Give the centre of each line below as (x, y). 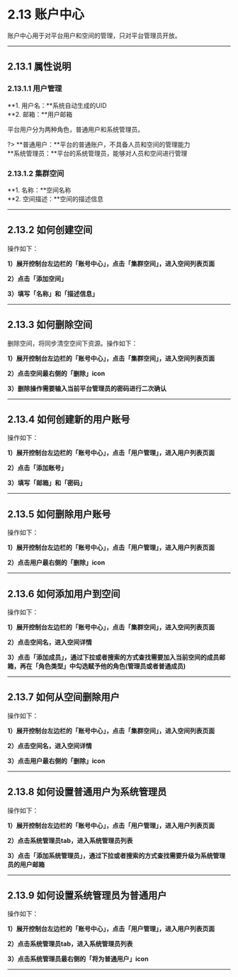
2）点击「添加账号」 (37, 468)
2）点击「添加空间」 (37, 278)
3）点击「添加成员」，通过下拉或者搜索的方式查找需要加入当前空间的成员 (113, 657)
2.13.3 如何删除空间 (50, 325)
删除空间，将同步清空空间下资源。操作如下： (73, 343)
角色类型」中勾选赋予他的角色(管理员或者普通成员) (112, 666)
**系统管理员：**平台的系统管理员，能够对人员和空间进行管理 (97, 153)
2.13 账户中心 (46, 15)
